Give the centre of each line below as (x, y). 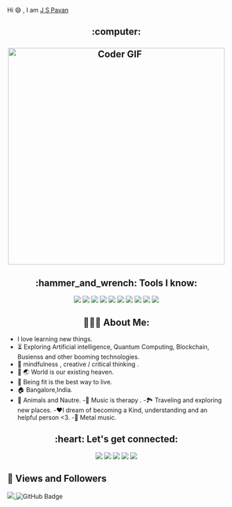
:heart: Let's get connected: (116, 439)
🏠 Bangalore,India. (45, 390)
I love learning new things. (55, 339)
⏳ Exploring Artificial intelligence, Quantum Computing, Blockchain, (113, 347)
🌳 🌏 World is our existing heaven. (65, 372)
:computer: (116, 32)
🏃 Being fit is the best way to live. (65, 382)
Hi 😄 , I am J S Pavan (38, 10)
